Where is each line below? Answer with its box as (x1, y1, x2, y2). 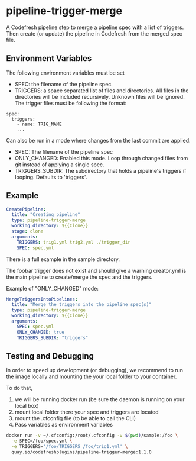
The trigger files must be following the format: (14, 99, 127, 107)
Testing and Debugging (6, 351, 94, 361)
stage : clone (11, 228, 44, 234)
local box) (14, 402, 40, 410)
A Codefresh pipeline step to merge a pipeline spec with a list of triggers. (6, 24, 184, 31)
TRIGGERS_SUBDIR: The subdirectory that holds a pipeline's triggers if (14, 167, 187, 174)
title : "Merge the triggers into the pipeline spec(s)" (11, 302, 152, 308)
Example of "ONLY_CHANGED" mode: (6, 285, 99, 292)
